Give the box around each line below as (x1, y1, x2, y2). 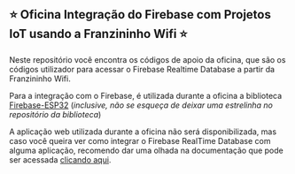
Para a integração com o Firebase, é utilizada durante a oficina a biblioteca (9, 90, 283, 101)
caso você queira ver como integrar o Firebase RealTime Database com (9, 135, 272, 146)
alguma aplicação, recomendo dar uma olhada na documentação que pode (9, 145, 283, 155)
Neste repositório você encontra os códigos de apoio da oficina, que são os (9, 54, 286, 64)
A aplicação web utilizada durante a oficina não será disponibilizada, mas (9, 126, 277, 137)
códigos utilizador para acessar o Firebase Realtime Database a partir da (9, 64, 276, 74)
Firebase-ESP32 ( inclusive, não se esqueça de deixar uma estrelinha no (9, 100, 273, 110)
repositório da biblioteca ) (9, 109, 102, 119)
